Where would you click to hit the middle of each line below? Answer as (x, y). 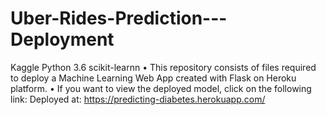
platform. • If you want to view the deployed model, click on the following (161, 88)
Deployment (62, 39)
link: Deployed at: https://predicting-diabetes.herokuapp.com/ (138, 99)
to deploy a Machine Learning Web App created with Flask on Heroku (153, 78)
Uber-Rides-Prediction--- (119, 18)
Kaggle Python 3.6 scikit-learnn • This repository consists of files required (163, 67)
